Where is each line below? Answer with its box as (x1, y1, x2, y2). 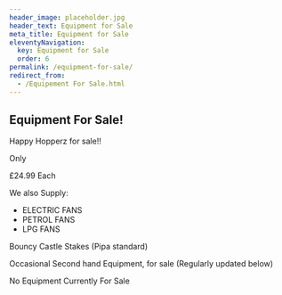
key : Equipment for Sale (17, 46, 109, 55)
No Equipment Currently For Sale (9, 275, 131, 286)
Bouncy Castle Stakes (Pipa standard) (9, 242, 149, 252)
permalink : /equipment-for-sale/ (9, 63, 133, 72)
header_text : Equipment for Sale (9, 21, 133, 30)
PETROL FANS (21, 215, 76, 225)
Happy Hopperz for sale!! (9, 135, 102, 147)
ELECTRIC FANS (21, 205, 83, 216)
